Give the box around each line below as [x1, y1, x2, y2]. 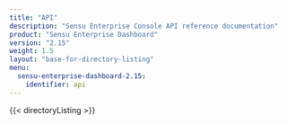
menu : [9, 64, 30, 73]
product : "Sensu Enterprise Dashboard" [9, 30, 159, 39]
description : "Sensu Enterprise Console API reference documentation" [9, 22, 279, 31]
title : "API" [9, 13, 58, 22]
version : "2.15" [9, 38, 70, 48]
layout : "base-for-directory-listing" [9, 55, 154, 64]
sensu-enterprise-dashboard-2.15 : [17, 72, 146, 81]
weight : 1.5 [9, 47, 54, 56]
